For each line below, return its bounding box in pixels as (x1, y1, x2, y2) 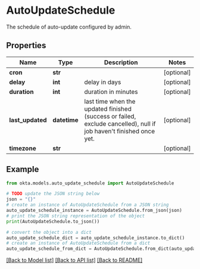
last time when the (84, 97, 136, 105)
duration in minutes (84, 87, 138, 96)
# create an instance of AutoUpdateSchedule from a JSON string (6, 202, 169, 208)
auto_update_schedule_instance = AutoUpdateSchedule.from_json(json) (6, 208, 183, 214)
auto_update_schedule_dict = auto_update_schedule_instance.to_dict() (6, 234, 185, 241)
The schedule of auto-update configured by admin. (6, 23, 132, 30)
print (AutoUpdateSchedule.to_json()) (6, 218, 100, 224)
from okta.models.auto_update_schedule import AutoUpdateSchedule (6, 180, 174, 186)
